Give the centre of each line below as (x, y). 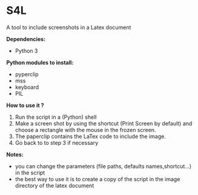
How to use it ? (25, 105)
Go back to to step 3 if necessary (57, 142)
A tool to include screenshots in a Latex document (69, 27)
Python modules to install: (40, 62)
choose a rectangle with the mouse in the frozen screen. (85, 130)
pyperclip (27, 74)
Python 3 (26, 51)
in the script (30, 173)
